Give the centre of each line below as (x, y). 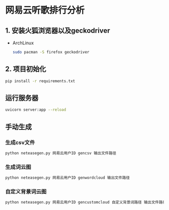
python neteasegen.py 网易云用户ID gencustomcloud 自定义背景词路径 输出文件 (82, 202)
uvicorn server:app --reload (36, 110)
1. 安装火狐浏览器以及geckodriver (58, 30)
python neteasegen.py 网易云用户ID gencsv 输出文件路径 (61, 153)
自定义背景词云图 (26, 191)
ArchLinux (23, 43)
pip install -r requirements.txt (40, 81)
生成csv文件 (20, 143)
